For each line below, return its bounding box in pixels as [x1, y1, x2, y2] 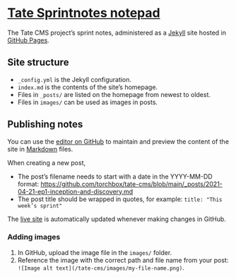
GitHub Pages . [7, 35, 49, 44]
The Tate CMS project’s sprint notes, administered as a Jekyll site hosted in [7, 28, 226, 37]
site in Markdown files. [7, 144, 73, 153]
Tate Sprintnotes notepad [7, 5, 160, 21]
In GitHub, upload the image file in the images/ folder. [17, 248, 172, 256]
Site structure [7, 57, 69, 69]
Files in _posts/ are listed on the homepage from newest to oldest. [17, 90, 211, 98]
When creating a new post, [7, 158, 86, 167]
